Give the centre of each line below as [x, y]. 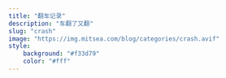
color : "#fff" [47, 62]
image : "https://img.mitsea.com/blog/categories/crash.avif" [114, 39]
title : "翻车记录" [37, 16]
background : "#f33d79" [61, 54]
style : [20, 46]
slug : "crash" [33, 31]
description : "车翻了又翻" [51, 24]
